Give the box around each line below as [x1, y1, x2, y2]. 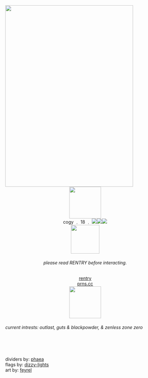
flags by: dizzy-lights [5, 362, 49, 368]
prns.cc [77, 281, 93, 287]
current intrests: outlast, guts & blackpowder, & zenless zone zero [5, 324, 143, 330]
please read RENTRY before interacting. [43, 259, 127, 265]
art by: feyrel [5, 367, 32, 373]
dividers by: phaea [5, 356, 44, 362]
